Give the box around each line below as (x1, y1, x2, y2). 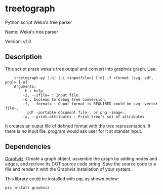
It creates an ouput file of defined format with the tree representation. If (5, 123, 151, 129)
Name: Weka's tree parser (5, 29, 58, 35)
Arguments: (14, 84, 37, 89)
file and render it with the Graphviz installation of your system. (5, 166, 132, 172)
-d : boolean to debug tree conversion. (23, 97, 107, 102)
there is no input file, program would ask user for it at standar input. (5, 128, 142, 134)
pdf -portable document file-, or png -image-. (27, 110, 127, 115)
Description (5, 53, 42, 61)
